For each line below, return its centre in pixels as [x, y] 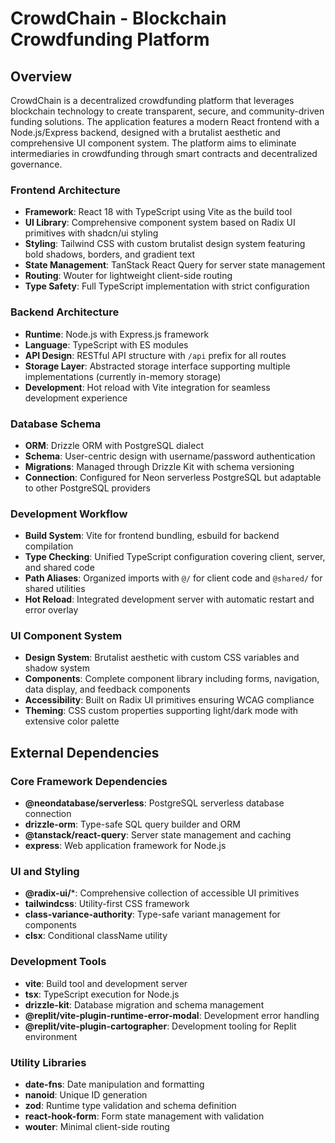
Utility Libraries [48, 1062]
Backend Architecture [65, 312]
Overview [41, 76]
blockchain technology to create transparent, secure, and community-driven [167, 111]
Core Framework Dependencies [89, 781]
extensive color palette [72, 721]
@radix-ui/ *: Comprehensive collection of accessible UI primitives [162, 893]
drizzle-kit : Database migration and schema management [144, 1004]
